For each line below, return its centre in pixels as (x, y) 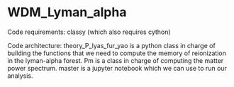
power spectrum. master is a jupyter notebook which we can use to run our (117, 68)
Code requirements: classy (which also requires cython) (89, 32)
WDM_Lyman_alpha (67, 12)
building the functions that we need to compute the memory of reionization (117, 53)
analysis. (20, 76)
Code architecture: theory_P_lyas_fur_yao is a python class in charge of (112, 45)
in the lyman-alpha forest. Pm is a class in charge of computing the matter (116, 60)
